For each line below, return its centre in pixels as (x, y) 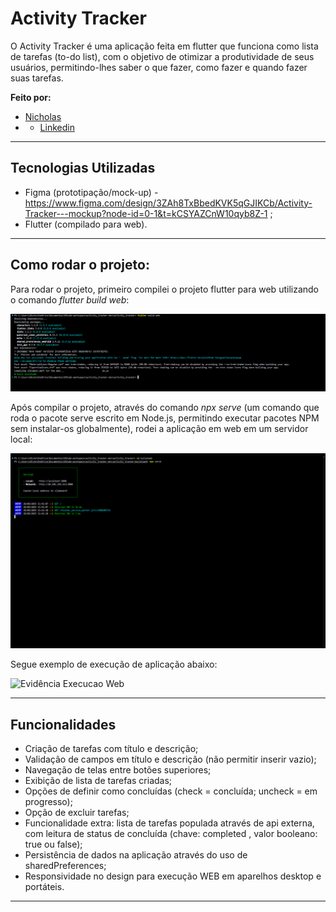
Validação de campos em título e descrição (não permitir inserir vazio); (170, 759)
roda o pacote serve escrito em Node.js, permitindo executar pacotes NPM (165, 418)
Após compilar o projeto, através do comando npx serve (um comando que (165, 408)
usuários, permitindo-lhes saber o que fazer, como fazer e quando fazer (159, 67)
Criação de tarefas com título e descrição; (111, 748)
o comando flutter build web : (70, 299)
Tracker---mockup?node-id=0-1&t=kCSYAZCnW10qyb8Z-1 (146, 213)
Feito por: (31, 97)
